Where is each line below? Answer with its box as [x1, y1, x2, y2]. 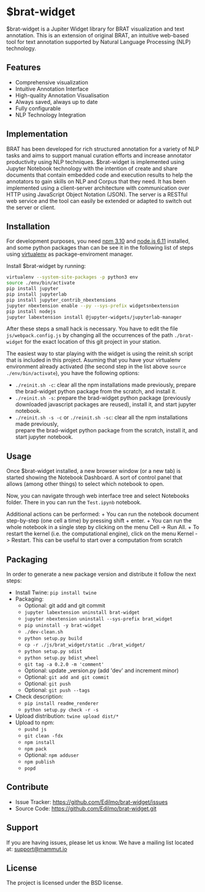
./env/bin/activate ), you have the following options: [6, 370, 140, 377]
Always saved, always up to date [15, 98, 98, 105]
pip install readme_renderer [24, 701, 99, 707]
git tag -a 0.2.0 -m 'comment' [24, 661, 105, 667]
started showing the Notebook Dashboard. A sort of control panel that [6, 474, 183, 481]
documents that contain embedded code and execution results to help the [6, 171, 193, 179]
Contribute [6, 782, 49, 792]
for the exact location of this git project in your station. [24, 338, 161, 346]
